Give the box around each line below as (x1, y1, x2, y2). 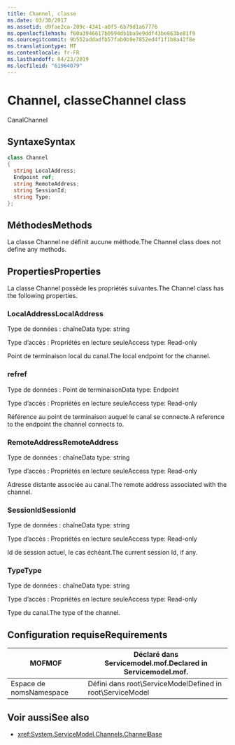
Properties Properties (7, 265, 101, 277)
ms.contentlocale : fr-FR (7, 50, 80, 57)
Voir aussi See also (7, 711, 90, 723)
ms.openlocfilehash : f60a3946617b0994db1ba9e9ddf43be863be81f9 (7, 29, 196, 37)
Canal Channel (7, 115, 48, 124)
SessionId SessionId (7, 505, 76, 515)
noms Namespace (10, 688, 69, 697)
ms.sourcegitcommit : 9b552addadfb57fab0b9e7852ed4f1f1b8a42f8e (7, 36, 196, 43)
